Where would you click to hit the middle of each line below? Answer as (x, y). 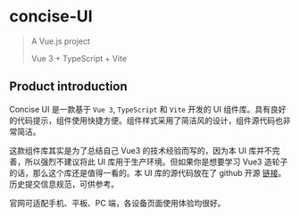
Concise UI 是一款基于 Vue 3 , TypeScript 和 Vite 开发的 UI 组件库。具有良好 (148, 109)
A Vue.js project (61, 41)
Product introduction (68, 87)
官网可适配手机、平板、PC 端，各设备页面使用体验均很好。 (117, 203)
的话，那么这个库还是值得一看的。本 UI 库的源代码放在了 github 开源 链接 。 (148, 172)
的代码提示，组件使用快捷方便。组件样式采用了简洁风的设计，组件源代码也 (146, 120)
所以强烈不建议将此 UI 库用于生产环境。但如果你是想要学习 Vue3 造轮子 (156, 162)
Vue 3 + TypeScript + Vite (79, 58)
